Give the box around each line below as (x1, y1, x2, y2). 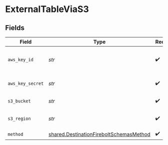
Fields (5, 24, 25, 32)
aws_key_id (7, 57, 33, 62)
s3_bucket (7, 98, 31, 104)
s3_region (7, 116, 31, 121)
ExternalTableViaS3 (5, 4, 89, 15)
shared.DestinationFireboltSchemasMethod (48, 130, 151, 137)
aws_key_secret (7, 81, 44, 86)
